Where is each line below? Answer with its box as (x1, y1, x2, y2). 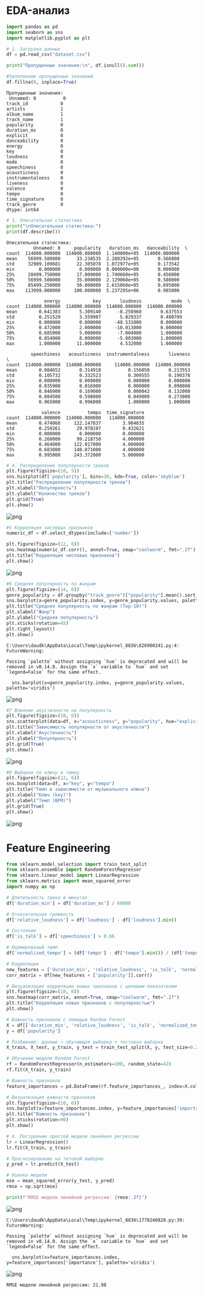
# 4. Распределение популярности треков (6, 462, 110, 469)
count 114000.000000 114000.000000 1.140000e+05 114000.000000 (6, 250, 180, 256)
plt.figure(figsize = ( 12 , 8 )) (6, 541, 80, 548)
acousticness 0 (6, 169, 63, 176)
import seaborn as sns (6, 29, 63, 35)
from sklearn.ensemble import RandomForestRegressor (6, 867, 142, 873)
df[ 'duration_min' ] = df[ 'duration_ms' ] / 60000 (6, 900, 131, 907)
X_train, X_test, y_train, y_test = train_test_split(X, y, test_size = (6, 1044, 190, 1051)
